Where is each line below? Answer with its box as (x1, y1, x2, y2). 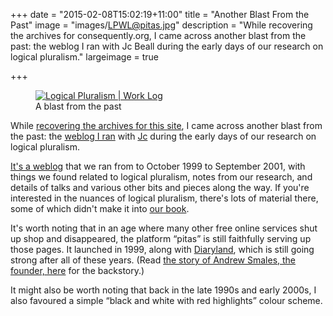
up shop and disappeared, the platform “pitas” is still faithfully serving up (10, 233, 312, 244)
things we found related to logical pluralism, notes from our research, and (10, 171, 313, 183)
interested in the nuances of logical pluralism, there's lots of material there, (10, 192, 319, 204)
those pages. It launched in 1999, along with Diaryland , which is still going (10, 244, 315, 255)
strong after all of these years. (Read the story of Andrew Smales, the (10, 254, 297, 266)
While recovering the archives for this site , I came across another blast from (10, 120, 323, 131)
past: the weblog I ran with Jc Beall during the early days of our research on (10, 40, 324, 52)
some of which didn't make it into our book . (10, 203, 190, 214)
